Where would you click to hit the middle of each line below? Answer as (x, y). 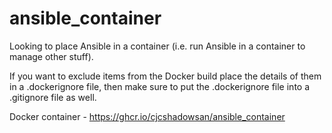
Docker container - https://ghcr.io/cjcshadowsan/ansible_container (147, 116)
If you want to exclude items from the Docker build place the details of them (165, 76)
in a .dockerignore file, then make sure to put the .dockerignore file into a (160, 86)
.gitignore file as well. (53, 97)
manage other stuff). (51, 56)
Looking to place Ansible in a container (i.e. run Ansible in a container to (157, 46)
